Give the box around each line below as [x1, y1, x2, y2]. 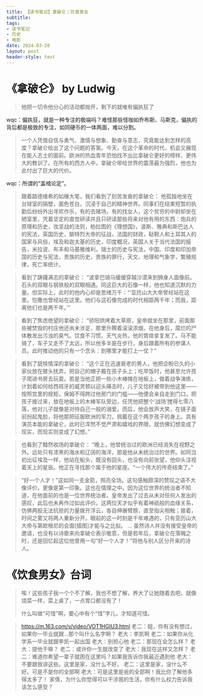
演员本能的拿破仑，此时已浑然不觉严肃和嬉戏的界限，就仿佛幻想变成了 [21, 420, 197, 428]
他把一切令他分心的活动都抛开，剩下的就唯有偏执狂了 [21, 103, 155, 110]
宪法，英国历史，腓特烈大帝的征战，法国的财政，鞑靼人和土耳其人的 [26, 230, 197, 237]
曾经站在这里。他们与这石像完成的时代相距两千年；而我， [47, 296, 191, 303]
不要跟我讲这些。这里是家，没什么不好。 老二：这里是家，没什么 [21, 660, 182, 668]
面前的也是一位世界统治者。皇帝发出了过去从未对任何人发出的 [42, 491, 197, 499]
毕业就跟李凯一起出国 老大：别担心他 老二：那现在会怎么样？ [37, 637, 189, 645]
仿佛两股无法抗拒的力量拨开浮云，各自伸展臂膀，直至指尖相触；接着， [21, 506, 197, 514]
